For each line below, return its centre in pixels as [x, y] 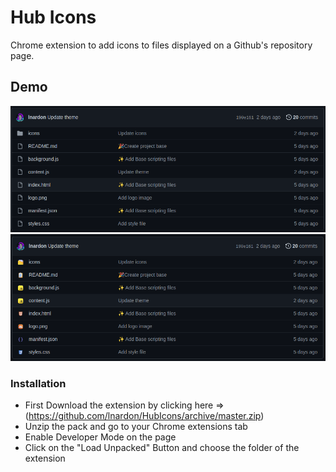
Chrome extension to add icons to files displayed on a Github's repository [161, 45]
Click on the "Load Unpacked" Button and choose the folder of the [162, 448]
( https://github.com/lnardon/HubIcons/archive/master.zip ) [144, 416]
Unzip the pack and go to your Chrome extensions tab [136, 427]
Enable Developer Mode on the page [100, 437]
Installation [38, 383]
